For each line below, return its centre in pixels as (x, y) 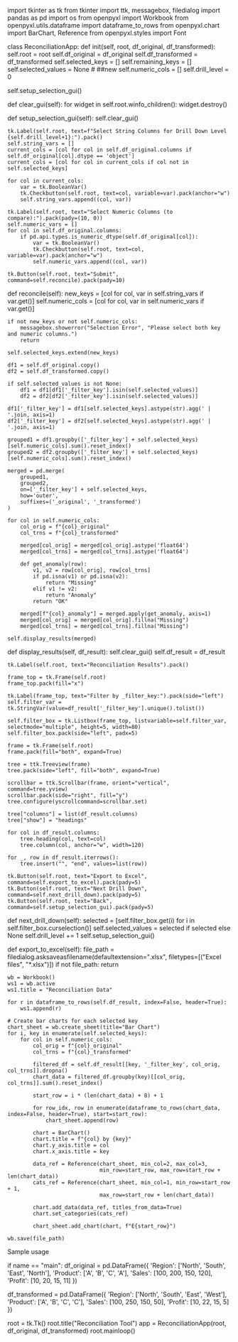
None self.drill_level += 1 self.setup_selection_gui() (81, 936)
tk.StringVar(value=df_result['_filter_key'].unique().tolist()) (106, 708)
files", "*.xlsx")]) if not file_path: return (63, 964)
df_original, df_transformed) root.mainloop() (71, 1331)
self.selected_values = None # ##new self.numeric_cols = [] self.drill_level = (118, 69)
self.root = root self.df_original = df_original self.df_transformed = (103, 54)
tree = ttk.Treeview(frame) (49, 764)
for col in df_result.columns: (54, 833)
